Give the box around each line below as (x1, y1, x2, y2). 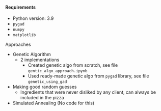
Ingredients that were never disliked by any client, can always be (20, 89, 156, 95)
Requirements (5, 4, 36, 10)
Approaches (5, 41, 32, 48)
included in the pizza (20, 95, 65, 101)
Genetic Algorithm (12, 51, 51, 58)
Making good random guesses (12, 84, 77, 90)
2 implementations (20, 57, 60, 63)
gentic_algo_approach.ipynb (28, 69, 88, 74)
